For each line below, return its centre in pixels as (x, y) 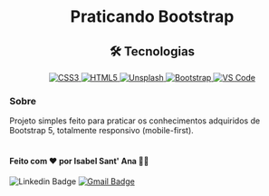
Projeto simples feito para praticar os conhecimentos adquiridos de (135, 121)
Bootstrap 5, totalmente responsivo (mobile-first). (102, 131)
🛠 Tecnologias (152, 51)
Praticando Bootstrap (152, 17)
